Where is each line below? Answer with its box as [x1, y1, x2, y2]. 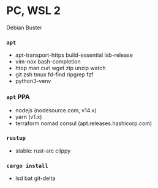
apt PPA [6, 93, 31, 101]
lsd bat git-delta [15, 175, 56, 182]
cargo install [6, 162, 48, 169]
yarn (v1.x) [15, 113, 42, 120]
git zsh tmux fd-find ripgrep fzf [15, 71, 94, 78]
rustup [6, 135, 26, 142]
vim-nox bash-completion [15, 58, 81, 65]
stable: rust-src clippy [15, 147, 71, 154]
